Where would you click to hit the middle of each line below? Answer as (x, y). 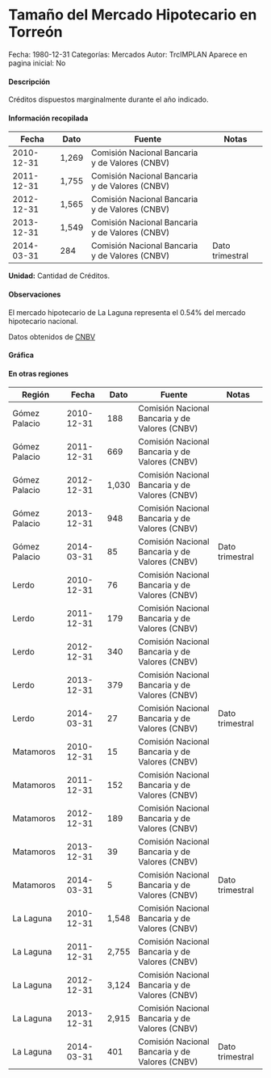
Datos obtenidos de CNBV (52, 336)
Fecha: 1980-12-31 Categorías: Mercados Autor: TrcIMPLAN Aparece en (128, 54)
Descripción (29, 82)
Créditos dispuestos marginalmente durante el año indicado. (108, 99)
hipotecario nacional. (43, 321)
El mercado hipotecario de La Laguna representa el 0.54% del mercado (127, 312)
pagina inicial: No (37, 63)
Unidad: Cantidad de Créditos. (59, 276)
